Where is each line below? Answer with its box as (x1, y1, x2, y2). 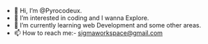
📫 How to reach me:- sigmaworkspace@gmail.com (13, 29, 163, 37)
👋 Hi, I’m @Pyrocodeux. (13, 7, 82, 14)
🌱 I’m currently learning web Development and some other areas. (13, 21, 201, 29)
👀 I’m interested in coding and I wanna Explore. (13, 14, 149, 22)
